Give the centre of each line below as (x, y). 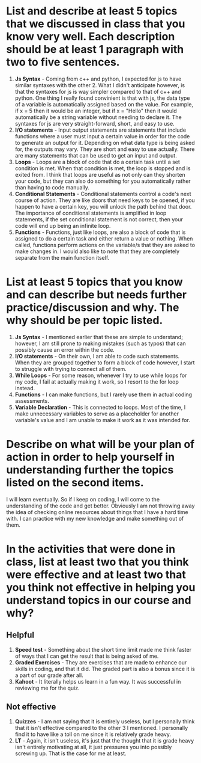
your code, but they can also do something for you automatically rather (103, 181)
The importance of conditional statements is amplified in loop (91, 213)
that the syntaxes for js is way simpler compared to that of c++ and (98, 91)
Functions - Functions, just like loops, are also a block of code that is (100, 232)
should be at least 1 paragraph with (95, 50)
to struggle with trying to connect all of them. (71, 369)
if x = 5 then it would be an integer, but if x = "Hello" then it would (96, 111)
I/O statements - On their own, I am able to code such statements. (97, 356)
